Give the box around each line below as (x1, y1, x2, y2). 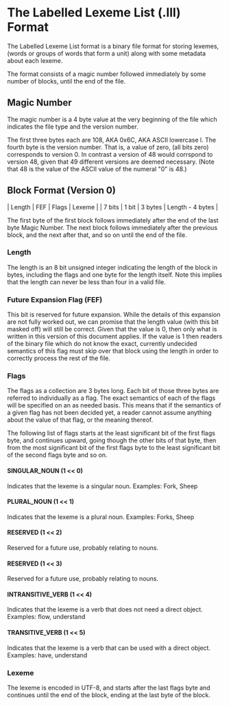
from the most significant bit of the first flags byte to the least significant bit (7, 444, 221, 452)
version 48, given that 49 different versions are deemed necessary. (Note (7, 157, 215, 166)
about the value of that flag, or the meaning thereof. (7, 416, 154, 424)
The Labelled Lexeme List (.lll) (7, 5, 181, 21)
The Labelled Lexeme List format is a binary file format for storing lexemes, (7, 42, 219, 50)
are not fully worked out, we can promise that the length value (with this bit (7, 318, 219, 326)
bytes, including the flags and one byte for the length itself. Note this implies (7, 270, 223, 279)
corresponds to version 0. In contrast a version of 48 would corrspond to (7, 150, 213, 158)
